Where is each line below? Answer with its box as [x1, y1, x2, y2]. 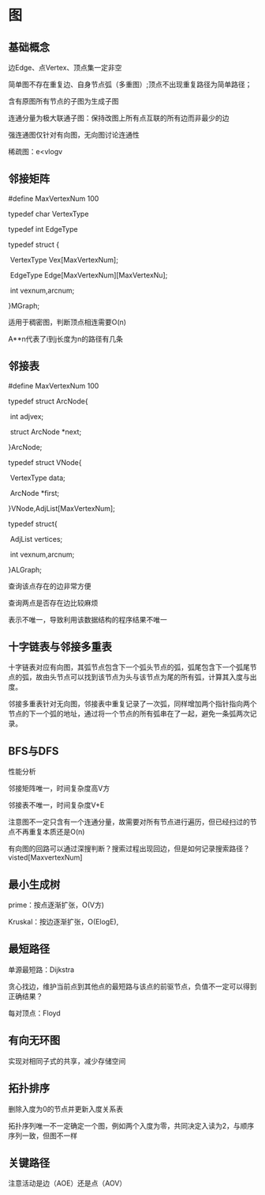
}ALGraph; [8, 565, 42, 574]
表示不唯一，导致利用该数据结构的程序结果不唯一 [8, 615, 167, 624]
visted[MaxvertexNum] [8, 853, 83, 862]
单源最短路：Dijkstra [8, 965, 75, 974]
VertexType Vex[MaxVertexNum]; [9, 255, 118, 264]
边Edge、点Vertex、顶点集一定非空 [8, 63, 122, 72]
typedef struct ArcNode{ [8, 396, 88, 406]
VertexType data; [9, 473, 65, 482]
